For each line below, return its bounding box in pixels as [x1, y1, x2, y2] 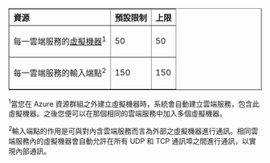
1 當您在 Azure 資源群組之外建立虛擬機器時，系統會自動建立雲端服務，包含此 [8, 97, 260, 108]
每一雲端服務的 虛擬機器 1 [13, 35, 107, 47]
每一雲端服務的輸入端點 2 [13, 66, 107, 79]
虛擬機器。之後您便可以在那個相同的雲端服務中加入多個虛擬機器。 [8, 108, 227, 119]
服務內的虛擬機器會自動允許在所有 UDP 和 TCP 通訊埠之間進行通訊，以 [14, 136, 249, 145]
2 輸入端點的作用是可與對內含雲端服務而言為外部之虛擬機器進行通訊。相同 [8, 124, 252, 136]
